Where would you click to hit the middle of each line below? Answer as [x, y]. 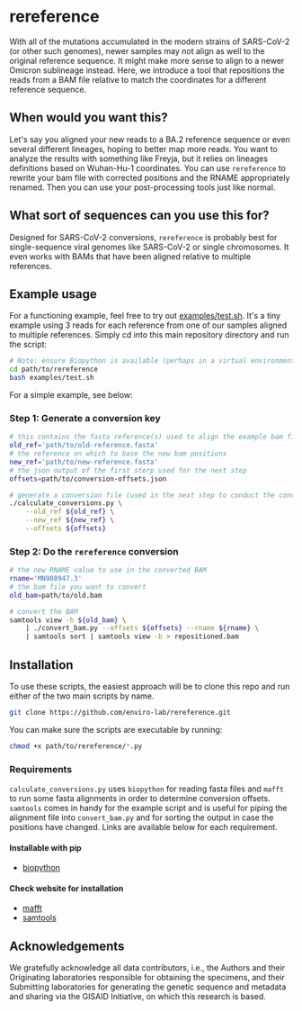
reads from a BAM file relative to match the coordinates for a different [138, 79]
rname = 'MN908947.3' [46, 579]
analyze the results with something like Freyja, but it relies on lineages [138, 158]
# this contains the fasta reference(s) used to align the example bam [146, 437]
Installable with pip [46, 847]
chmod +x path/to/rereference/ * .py [76, 746]
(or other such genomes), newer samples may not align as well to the [137, 50]
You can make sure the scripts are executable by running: [116, 729]
